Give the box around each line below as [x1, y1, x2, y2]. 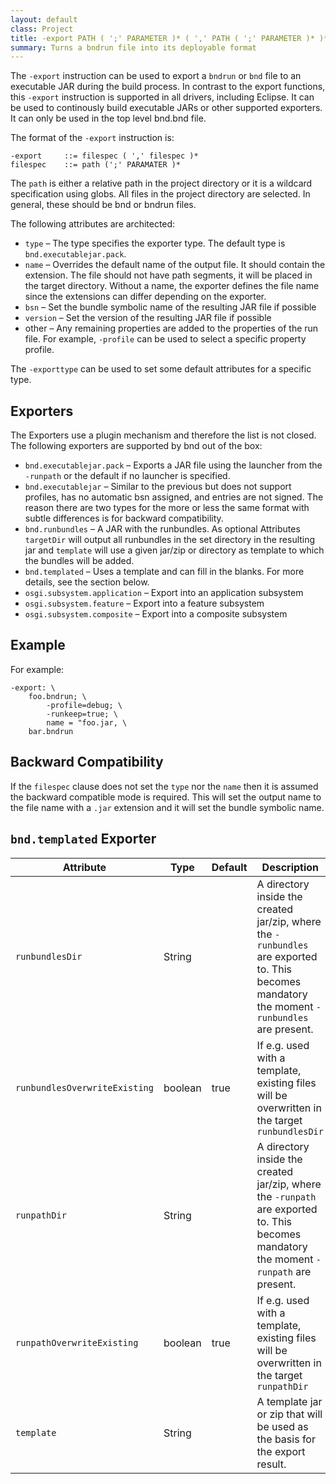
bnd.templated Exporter [10, 831, 157, 848]
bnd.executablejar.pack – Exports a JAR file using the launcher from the [24, 459, 323, 471]
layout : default [10, 14, 78, 25]
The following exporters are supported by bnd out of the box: [10, 440, 263, 452]
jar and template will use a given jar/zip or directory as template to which [24, 544, 325, 556]
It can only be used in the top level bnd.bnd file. [10, 112, 207, 125]
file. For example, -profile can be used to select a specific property [24, 333, 307, 345]
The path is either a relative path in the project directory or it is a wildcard [10, 177, 313, 190]
